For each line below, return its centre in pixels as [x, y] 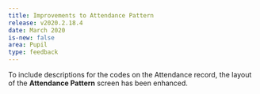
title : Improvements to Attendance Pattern [81, 15]
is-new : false [32, 38]
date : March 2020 [37, 30]
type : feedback [33, 52]
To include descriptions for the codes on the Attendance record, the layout [130, 75]
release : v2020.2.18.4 [46, 23]
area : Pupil [28, 45]
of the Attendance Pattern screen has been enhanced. [98, 83]
